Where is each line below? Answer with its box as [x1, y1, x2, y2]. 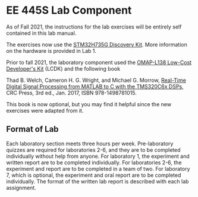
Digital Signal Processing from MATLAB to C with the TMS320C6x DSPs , [6, 82, 184, 90]
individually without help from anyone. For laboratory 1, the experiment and [6, 152, 190, 160]
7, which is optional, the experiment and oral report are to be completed [6, 171, 181, 179]
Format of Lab [6, 124, 59, 134]
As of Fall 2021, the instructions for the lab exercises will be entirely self [6, 23, 182, 30]
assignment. [6, 184, 37, 191]
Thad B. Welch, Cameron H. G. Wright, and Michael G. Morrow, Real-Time [6, 77, 186, 84]
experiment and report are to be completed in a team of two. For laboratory [6, 165, 190, 172]
